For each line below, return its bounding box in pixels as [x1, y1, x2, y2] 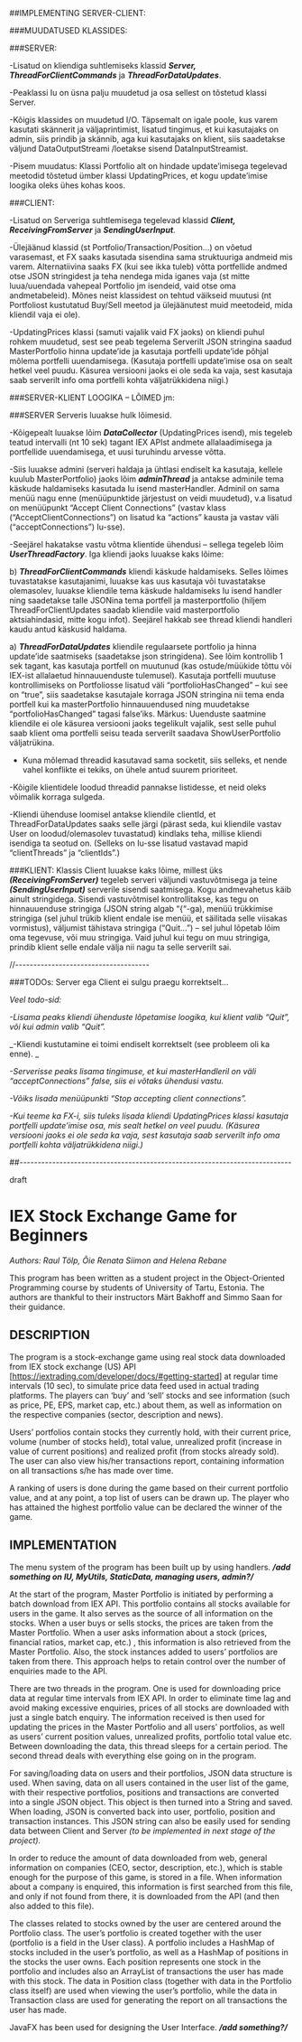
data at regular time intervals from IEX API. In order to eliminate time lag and [9, 1692, 291, 1703]
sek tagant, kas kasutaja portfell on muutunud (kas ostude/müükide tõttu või [9, 660, 292, 671]
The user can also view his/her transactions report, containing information [9, 1455, 285, 1466]
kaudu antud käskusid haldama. [9, 623, 128, 634]
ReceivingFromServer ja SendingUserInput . [9, 225, 176, 235]
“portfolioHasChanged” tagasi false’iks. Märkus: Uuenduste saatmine [9, 708, 267, 719]
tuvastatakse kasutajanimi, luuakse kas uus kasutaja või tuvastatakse [9, 576, 266, 586]
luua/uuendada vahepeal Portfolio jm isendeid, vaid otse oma [9, 280, 236, 291]
